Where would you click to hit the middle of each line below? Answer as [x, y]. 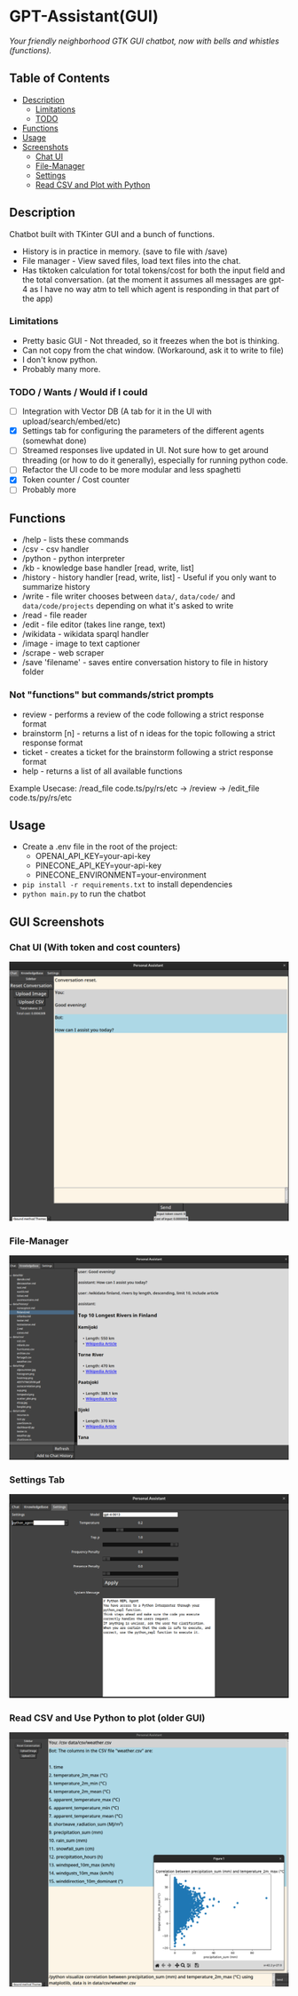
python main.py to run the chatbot [84, 894]
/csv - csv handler [55, 549]
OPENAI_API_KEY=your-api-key [93, 856]
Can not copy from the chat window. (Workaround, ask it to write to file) [153, 350]
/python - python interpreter [74, 559]
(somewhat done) [54, 441]
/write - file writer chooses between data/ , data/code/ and [129, 596]
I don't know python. [59, 359]
